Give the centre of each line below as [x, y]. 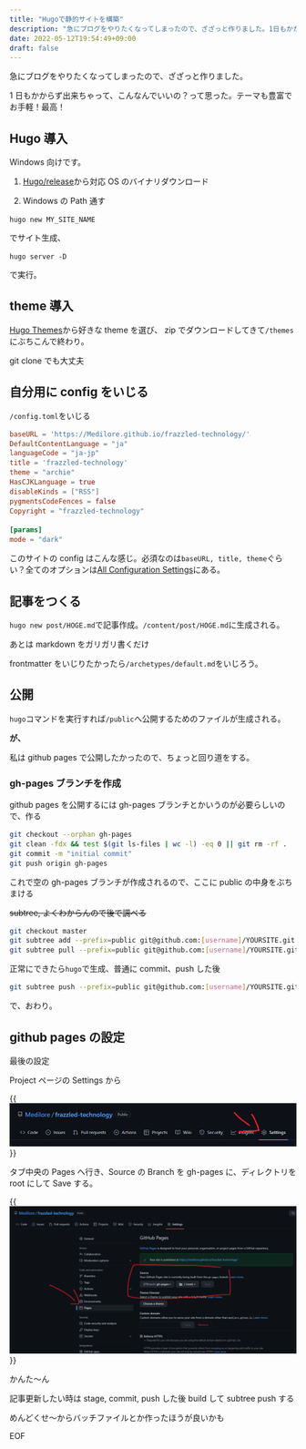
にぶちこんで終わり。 [49, 341]
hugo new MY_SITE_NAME [52, 220]
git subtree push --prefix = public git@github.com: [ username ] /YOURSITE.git [154, 987]
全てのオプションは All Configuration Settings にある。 [125, 570]
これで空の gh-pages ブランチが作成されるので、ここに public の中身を [143, 882]
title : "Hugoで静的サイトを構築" [67, 19]
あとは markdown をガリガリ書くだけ [80, 644]
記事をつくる [46, 601]
